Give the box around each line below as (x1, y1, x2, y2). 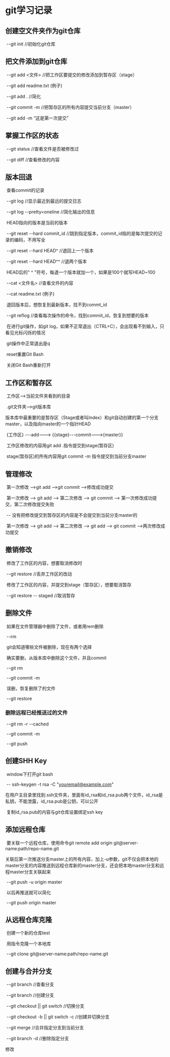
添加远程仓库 (5, 825, 46, 834)
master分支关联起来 (9, 868, 51, 875)
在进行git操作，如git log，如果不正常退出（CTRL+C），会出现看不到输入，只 (6, 324, 164, 330)
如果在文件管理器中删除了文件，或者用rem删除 (6, 623, 104, 629)
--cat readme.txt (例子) (6, 291, 55, 297)
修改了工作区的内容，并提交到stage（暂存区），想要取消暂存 (6, 581, 132, 588)
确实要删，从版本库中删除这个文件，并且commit (6, 655, 107, 661)
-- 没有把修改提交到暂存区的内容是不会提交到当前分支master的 (6, 512, 138, 518)
